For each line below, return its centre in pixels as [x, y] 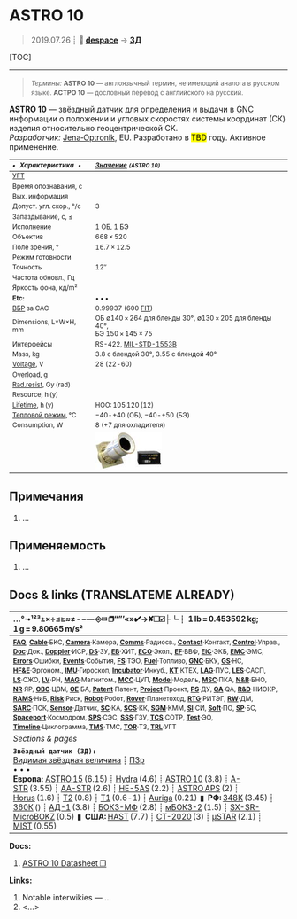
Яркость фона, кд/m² [45, 288]
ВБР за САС [30, 308]
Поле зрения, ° [35, 247]
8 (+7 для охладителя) [130, 425]
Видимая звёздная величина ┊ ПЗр [79, 760]
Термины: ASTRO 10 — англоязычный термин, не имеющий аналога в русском [155, 83]
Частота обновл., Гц [43, 277]
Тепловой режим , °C [44, 416]
